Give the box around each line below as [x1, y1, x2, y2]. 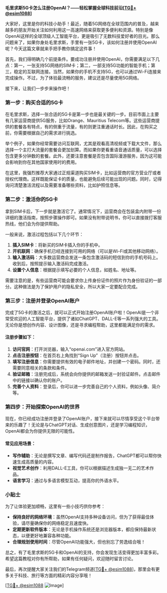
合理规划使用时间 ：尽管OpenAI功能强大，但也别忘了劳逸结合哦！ [12, 539, 146, 545]
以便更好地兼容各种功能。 [21, 532, 74, 538]
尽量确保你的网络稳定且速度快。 [25, 520, 91, 526]
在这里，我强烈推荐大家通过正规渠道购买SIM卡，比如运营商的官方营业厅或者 [5, 170, 162, 176]
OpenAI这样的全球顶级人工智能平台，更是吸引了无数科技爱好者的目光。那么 [5, 33, 160, 39]
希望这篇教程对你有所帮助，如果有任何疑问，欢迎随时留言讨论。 [5, 555, 136, 562]
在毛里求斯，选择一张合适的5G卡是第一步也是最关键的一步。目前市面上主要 [5, 112, 159, 118]
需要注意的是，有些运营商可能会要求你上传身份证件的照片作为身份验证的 [5, 277, 153, 283]
